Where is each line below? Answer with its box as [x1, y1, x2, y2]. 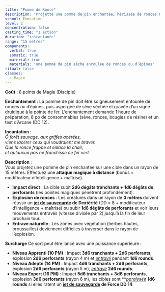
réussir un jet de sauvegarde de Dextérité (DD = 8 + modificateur [12, 199, 146, 206]
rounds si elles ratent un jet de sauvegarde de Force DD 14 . [12, 281, 134, 287]
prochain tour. [12, 215, 41, 221]
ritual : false [5, 67, 34, 72]
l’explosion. [12, 231, 35, 237]
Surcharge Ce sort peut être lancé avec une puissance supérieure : [5, 241, 142, 246]
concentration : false [5, 25, 50, 30]
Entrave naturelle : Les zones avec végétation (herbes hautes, [12, 220, 139, 226]
